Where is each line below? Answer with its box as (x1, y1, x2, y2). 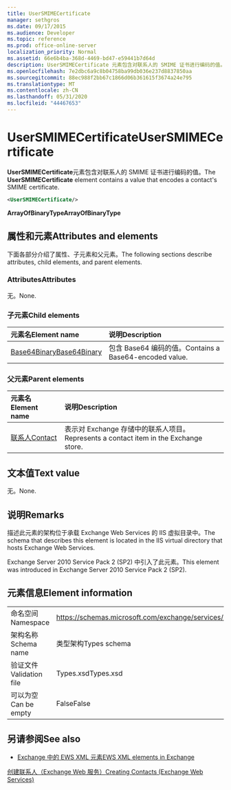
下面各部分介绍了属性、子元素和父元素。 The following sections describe (7, 250, 212, 259)
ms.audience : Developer (7, 29, 76, 37)
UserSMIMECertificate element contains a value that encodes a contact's (7, 175, 218, 183)
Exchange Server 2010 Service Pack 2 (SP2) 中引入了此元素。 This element (7, 558, 219, 566)
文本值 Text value (7, 467, 80, 479)
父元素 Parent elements (7, 374, 85, 384)
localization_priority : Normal (7, 49, 97, 56)
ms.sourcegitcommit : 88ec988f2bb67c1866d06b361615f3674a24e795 (7, 74, 192, 81)
